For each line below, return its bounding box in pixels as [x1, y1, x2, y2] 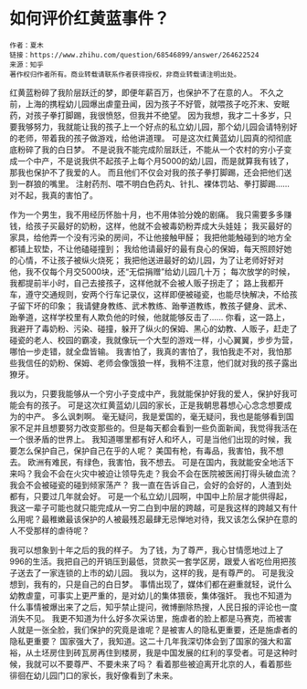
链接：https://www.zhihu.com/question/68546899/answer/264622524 [9, 50, 259, 59]
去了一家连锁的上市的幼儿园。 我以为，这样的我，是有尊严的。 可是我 [25, 567, 286, 578]
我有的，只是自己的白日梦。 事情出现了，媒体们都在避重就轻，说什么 [33, 579, 292, 590]
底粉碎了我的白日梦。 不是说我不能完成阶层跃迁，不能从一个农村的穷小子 [9, 143, 284, 155]
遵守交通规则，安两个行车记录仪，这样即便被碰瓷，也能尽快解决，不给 [25, 288, 290, 299]
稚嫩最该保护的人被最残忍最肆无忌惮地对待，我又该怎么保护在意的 [48, 513, 298, 525]
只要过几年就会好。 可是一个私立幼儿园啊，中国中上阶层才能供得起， [33, 490, 292, 502]
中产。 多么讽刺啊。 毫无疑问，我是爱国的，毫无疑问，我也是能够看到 [25, 411, 286, 422]
